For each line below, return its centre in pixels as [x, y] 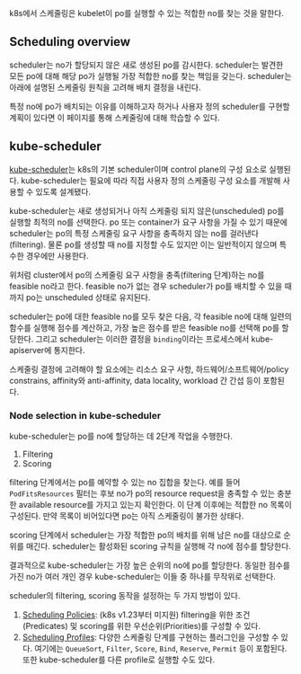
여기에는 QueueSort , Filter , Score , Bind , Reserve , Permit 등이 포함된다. [161, 648]
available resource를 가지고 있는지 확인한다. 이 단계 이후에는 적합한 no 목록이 [155, 504]
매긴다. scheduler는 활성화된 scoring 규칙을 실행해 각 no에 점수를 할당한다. [159, 545]
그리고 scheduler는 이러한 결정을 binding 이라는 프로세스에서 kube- [155, 339]
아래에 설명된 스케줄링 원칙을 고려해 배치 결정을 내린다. [105, 87]
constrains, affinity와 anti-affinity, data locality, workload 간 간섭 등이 [135, 380]
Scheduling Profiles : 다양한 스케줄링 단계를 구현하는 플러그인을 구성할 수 [150, 637]
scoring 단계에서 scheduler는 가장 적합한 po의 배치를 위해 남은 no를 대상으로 [146, 535]
